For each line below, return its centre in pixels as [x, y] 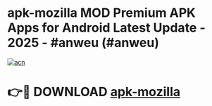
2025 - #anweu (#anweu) [83, 43]
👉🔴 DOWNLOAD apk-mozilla [94, 92]
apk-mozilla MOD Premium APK [101, 13]
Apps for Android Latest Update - [106, 28]
